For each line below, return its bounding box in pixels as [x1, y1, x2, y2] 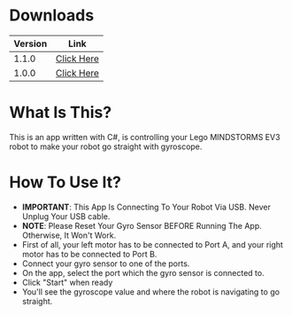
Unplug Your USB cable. [21, 210, 111, 222]
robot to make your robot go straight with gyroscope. [9, 141, 203, 152]
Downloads [9, 5, 95, 26]
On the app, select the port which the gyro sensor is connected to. [21, 267, 265, 278]
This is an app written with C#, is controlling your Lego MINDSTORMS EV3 [9, 131, 280, 142]
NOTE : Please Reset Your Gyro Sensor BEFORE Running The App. [21, 220, 263, 231]
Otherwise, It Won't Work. [21, 230, 117, 240]
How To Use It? [9, 172, 122, 193]
